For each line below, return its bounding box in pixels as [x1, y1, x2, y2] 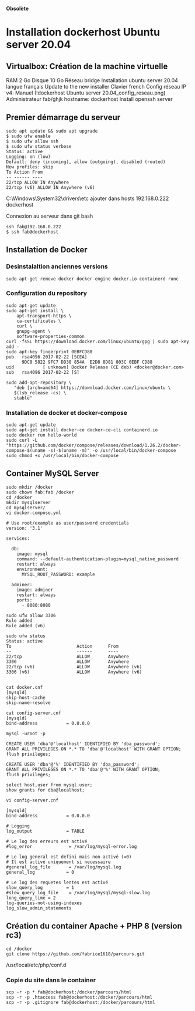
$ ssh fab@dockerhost [6, 229, 59, 235]
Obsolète [6, 5, 29, 12]
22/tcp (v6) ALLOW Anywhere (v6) [6, 664, 142, 670]
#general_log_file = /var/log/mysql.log [6, 864, 121, 870]
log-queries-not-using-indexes [6, 900, 82, 906]
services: [6, 535, 30, 542]
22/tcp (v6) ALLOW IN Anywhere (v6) [6, 184, 95, 190]
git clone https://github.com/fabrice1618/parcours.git [6, 951, 145, 957]
